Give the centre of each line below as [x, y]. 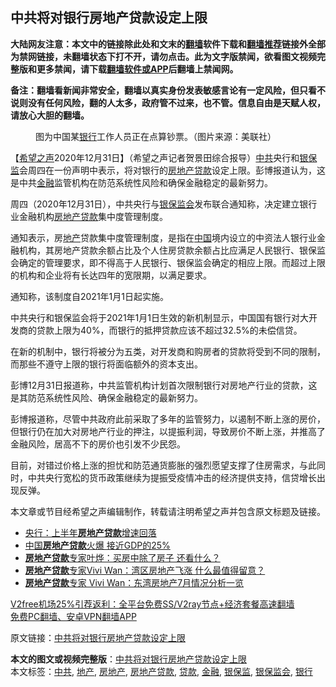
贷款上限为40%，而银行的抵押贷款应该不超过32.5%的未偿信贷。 [169, 330]
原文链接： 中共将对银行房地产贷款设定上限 [98, 637]
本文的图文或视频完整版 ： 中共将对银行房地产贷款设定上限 [128, 659]
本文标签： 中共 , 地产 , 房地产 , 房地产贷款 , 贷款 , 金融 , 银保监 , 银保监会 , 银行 [161, 671]
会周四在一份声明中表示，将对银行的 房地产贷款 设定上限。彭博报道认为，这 [172, 170]
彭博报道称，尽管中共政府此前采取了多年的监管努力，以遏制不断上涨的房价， [168, 419]
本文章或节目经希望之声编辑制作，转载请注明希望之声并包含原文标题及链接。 [168, 511]
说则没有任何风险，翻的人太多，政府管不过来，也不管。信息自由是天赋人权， [168, 102]
